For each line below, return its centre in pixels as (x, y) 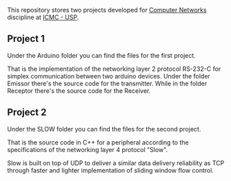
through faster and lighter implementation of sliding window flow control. (110, 170)
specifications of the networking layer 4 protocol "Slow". (88, 149)
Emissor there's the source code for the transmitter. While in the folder (107, 83)
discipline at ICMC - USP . (43, 17)
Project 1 (26, 39)
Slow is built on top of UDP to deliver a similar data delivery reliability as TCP (116, 163)
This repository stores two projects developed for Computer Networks (107, 10)
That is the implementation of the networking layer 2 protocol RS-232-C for (114, 69)
